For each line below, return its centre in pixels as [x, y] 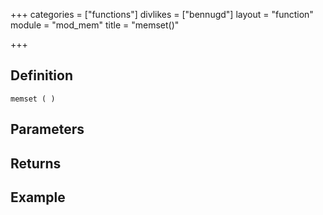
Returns [36, 163]
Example [38, 197]
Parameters [47, 129]
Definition [41, 75]
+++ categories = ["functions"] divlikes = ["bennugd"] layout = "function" [162, 14]
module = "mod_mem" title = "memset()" [95, 25]
